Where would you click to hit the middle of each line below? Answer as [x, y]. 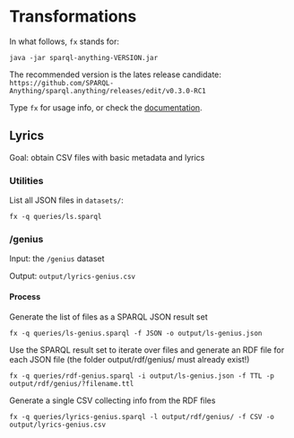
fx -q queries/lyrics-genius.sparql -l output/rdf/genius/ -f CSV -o [142, 416]
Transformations [73, 17]
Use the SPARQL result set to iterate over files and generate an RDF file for [147, 350]
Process [25, 296]
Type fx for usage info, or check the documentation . [106, 107]
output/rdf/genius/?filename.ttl [72, 383]
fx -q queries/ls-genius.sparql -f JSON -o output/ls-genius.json [136, 333]
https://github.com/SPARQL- [62, 83]
